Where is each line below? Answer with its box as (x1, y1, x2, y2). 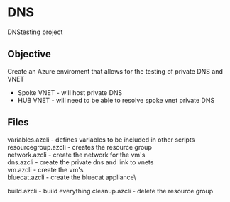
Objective (7, 48, 52, 60)
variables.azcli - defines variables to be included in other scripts (7, 135, 195, 144)
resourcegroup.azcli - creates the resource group (7, 142, 153, 151)
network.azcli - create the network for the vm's (7, 150, 146, 159)
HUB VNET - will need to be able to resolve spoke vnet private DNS (17, 96, 215, 104)
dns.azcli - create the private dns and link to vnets (7, 157, 154, 167)
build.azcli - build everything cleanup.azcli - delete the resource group (7, 186, 214, 195)
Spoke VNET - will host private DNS (17, 88, 123, 96)
